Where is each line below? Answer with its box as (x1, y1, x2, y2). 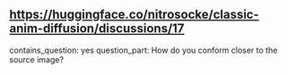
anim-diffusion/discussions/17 (9, 21, 185, 37)
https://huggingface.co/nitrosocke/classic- (9, 7, 260, 22)
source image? (9, 53, 65, 65)
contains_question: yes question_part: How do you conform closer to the (9, 45, 278, 55)
